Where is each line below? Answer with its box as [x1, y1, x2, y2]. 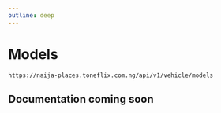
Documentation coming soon [8, 92, 154, 106]
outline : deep [8, 11, 55, 20]
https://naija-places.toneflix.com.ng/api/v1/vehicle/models [8, 71, 214, 79]
